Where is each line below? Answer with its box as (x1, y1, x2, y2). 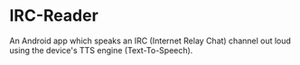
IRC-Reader (9, 5, 99, 26)
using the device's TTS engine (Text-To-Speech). (9, 44, 193, 55)
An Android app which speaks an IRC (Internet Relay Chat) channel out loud (9, 35, 292, 46)
